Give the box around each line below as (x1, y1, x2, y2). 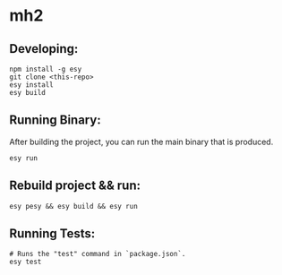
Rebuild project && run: (9, 178, 141, 193)
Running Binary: (9, 113, 101, 128)
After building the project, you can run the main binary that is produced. (9, 136, 274, 147)
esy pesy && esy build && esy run (9, 202, 139, 211)
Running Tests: (9, 226, 96, 242)
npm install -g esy (9, 64, 82, 73)
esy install (9, 81, 54, 90)
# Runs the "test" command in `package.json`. (9, 250, 186, 259)
